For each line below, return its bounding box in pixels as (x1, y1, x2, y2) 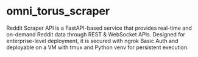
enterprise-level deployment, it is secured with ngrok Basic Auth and (6, 37, 179, 44)
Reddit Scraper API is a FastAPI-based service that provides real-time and (6, 24, 192, 32)
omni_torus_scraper (6, 4, 110, 18)
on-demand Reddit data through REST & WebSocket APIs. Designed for (6, 30, 186, 38)
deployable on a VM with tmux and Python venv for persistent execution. (6, 44, 189, 51)
